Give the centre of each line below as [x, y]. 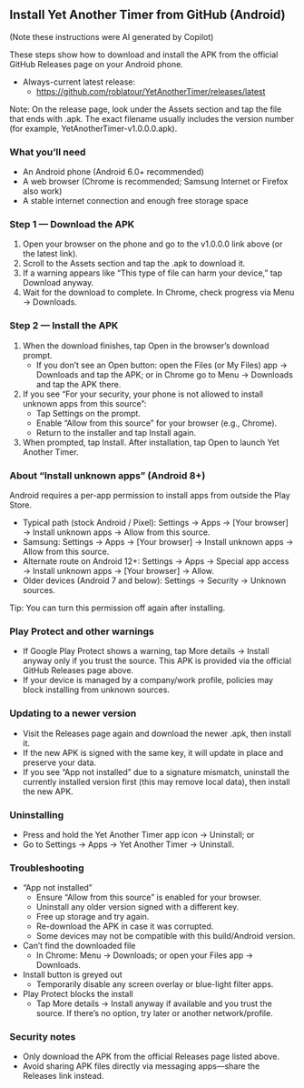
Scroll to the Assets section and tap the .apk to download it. [134, 264]
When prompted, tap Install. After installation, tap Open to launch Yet [151, 442]
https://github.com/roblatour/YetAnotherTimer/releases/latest [151, 91]
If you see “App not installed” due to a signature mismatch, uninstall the [156, 771]
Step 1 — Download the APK [72, 225]
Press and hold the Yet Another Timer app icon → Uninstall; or [138, 834]
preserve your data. [59, 762]
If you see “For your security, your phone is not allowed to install [142, 394]
